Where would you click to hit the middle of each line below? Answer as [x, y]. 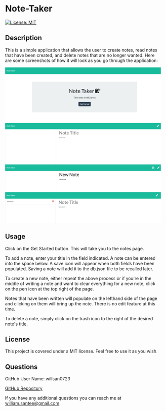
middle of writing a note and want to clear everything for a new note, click [80, 284]
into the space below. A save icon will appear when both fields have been [80, 263]
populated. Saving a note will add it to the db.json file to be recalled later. [79, 269]
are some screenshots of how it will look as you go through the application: [82, 60]
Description [23, 38]
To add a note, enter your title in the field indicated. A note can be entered [80, 258]
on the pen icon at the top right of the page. [50, 289]
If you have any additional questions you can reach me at [63, 398]
